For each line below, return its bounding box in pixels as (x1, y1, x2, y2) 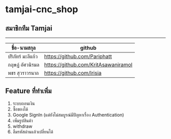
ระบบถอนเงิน (12, 100, 35, 106)
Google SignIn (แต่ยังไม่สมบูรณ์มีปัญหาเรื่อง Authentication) (12, 112, 124, 118)
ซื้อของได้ (12, 106, 28, 112)
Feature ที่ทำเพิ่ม (5, 87, 52, 95)
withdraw (12, 123, 33, 129)
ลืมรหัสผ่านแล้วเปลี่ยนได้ (12, 128, 53, 134)
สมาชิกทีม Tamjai (5, 24, 52, 33)
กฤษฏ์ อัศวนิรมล (8, 61, 40, 68)
